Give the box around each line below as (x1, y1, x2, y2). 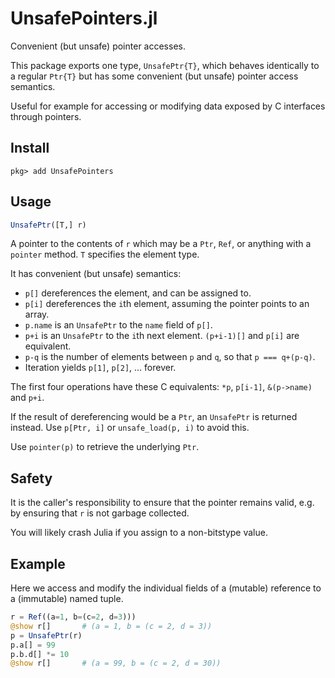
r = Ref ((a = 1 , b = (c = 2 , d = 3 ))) (10, 612, 137, 622)
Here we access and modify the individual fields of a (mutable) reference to (10, 582, 322, 594)
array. (24, 308, 50, 321)
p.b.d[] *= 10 (10, 649, 70, 659)
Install (10, 140, 50, 157)
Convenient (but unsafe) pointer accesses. (10, 40, 186, 52)
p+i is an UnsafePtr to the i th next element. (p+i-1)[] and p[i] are (24, 330, 300, 342)
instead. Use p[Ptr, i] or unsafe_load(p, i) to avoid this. (10, 422, 250, 434)
